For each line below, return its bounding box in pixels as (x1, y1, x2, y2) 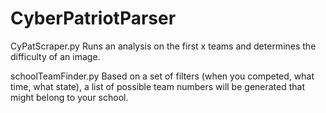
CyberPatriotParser (10, 7, 177, 30)
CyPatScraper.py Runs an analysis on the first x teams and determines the (10, 40, 317, 52)
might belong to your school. (10, 91, 129, 103)
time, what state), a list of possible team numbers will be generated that (10, 80, 306, 92)
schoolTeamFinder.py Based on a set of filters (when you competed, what (10, 70, 315, 82)
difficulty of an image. (10, 50, 101, 62)
